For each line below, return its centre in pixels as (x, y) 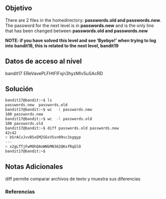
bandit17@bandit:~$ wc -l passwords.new (49, 110)
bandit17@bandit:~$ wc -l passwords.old (49, 119)
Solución (19, 89)
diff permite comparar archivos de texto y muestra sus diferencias (73, 179)
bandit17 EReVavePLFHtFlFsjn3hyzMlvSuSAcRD (54, 73)
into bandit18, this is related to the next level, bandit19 (62, 46)
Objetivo (19, 8)
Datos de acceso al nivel (43, 61)
